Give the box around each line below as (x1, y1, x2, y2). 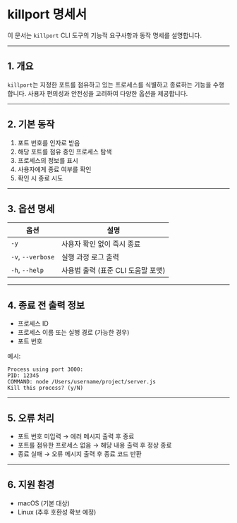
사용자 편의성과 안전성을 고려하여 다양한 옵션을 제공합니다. (28, 89, 188, 97)
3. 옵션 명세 (7, 202, 55, 215)
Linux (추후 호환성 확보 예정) (17, 507, 97, 516)
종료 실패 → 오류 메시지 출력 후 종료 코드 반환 (17, 450, 142, 458)
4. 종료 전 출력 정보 (7, 299, 85, 311)
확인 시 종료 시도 (17, 173, 63, 182)
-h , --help (11, 265, 44, 275)
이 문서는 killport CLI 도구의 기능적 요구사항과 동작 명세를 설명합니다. (7, 31, 202, 39)
